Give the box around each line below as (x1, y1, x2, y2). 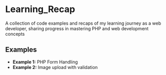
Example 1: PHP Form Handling (12, 59, 78, 65)
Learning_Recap (5, 4, 75, 15)
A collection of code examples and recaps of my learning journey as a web (5, 20, 161, 26)
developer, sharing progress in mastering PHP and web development (5, 25, 149, 31)
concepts (5, 31, 25, 37)
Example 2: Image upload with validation (12, 64, 98, 70)
